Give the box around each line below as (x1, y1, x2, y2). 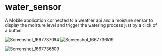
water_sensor (5, 1, 62, 12)
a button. (5, 27, 23, 33)
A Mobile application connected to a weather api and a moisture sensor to (5, 17, 153, 23)
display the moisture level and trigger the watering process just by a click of (5, 22, 157, 28)
